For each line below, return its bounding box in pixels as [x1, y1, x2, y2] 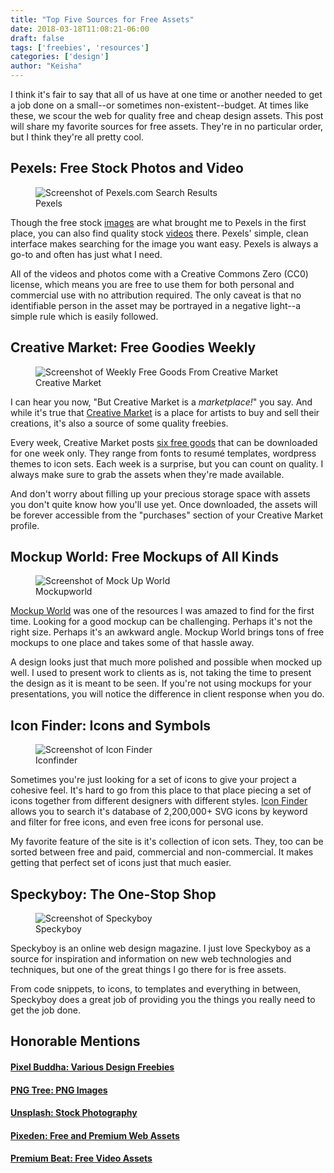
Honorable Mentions [10, 1033, 141, 1050]
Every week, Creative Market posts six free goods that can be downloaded [10, 436, 318, 448]
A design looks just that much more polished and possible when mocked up [10, 656, 323, 668]
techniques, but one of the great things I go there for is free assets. [10, 964, 287, 976]
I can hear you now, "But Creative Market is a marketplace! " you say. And [10, 396, 313, 408]
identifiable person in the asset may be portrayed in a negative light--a [10, 299, 302, 311]
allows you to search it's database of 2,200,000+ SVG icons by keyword [10, 806, 308, 818]
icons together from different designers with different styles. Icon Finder [10, 795, 308, 807]
